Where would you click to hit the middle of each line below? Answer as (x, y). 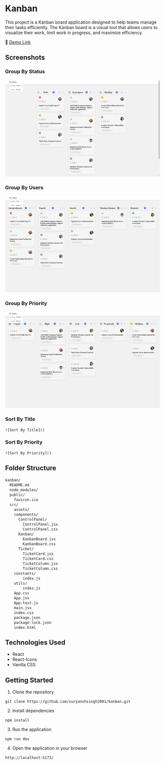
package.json (27, 618)
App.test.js (26, 603)
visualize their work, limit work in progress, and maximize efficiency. (74, 32)
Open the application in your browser (50, 748)
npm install (17, 720)
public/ (17, 495)
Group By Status (25, 72)
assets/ (22, 510)
